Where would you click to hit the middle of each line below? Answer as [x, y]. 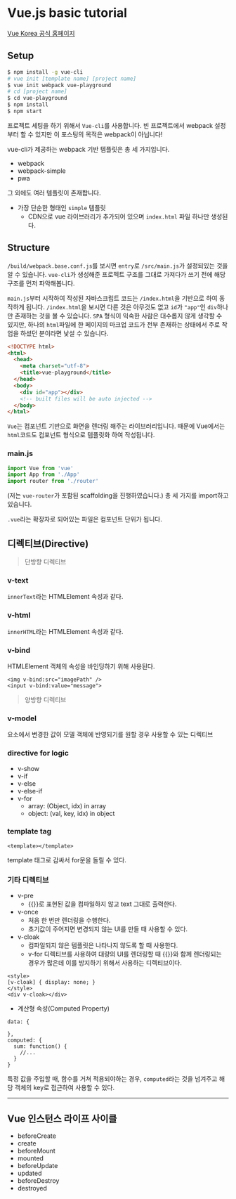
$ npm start [25, 111]
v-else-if [30, 791]
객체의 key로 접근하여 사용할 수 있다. [64, 1088]
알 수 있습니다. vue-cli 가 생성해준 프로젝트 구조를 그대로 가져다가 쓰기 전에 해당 [117, 274]
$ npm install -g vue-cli [45, 72]
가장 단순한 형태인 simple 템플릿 [62, 207]
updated [29, 1173]
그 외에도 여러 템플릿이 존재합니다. [54, 193]
